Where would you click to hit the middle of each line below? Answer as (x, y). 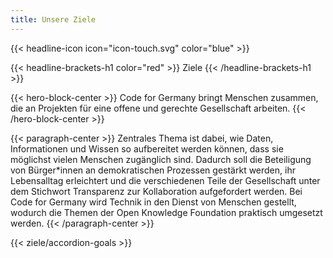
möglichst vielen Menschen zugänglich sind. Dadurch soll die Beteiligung (161, 159)
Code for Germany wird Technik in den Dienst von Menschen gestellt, (153, 202)
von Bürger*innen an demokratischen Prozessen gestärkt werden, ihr (153, 170)
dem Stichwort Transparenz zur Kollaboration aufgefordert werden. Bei (156, 191)
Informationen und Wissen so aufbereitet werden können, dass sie (147, 148)
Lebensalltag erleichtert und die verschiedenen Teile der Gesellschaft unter (165, 180)
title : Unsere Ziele (53, 19)
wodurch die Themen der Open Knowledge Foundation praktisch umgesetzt (166, 212)
